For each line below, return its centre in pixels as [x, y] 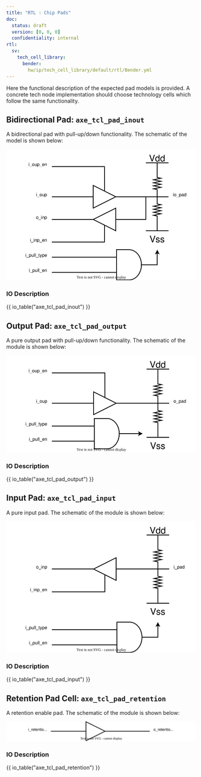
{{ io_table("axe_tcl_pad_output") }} [50, 479]
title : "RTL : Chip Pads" [39, 13]
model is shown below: [35, 141]
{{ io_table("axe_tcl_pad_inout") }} [48, 307]
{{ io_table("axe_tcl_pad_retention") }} [53, 768]
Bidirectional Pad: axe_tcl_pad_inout [76, 120]
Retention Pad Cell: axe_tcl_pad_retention [86, 698]
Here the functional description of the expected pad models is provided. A [98, 88]
